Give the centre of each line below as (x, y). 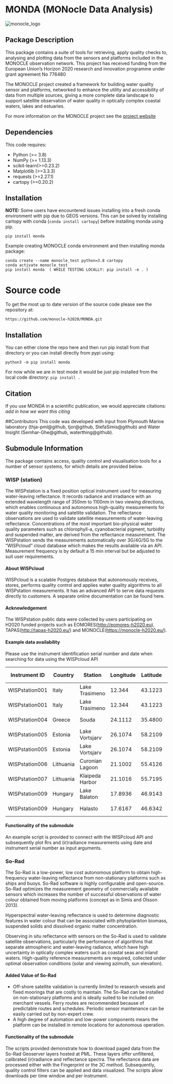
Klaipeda (90, 776)
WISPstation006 (28, 764)
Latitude (152, 675)
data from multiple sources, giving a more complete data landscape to (80, 95)
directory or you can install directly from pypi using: (60, 353)
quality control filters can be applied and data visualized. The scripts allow (84, 1070)
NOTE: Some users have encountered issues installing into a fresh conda (83, 211)
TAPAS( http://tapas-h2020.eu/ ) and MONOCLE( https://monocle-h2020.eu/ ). (86, 630)
